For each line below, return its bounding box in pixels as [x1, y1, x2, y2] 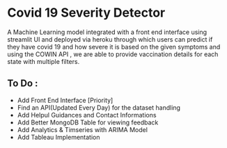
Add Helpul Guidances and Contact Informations [17, 110, 157, 119]
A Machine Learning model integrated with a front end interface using [7, 28, 208, 36]
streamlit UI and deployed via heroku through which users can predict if [7, 35, 213, 43]
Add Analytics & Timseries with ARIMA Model [17, 125, 148, 133]
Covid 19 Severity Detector [7, 5, 166, 21]
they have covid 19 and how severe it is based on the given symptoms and [7, 42, 221, 51]
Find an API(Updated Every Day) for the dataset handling [17, 103, 181, 112]
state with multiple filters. [7, 57, 80, 65]
